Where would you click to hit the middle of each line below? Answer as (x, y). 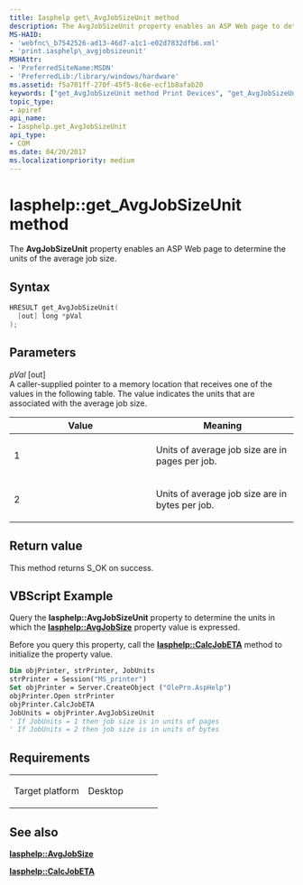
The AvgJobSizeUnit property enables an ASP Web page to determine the (148, 249)
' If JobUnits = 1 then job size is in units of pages (115, 721)
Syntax (30, 286)
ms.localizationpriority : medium (72, 160)
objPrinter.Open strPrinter (62, 696)
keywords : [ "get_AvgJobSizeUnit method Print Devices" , (116, 93)
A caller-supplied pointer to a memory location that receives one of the (141, 383)
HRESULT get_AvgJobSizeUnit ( (64, 308)
